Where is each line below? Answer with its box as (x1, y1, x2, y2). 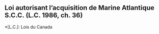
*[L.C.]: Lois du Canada (4, 24, 53, 30)
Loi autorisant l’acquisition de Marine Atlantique (4, 4, 155, 12)
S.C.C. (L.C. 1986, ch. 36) (4, 11, 83, 20)
